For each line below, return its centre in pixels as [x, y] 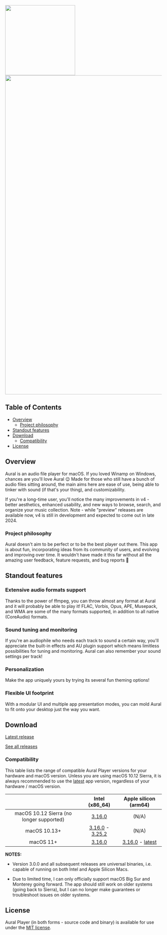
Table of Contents [34, 408]
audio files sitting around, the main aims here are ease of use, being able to [82, 484]
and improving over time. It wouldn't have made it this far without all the [79, 555]
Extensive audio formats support [45, 590]
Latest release [20, 737]
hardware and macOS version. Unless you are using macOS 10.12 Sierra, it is [83, 775]
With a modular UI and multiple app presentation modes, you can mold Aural [83, 704]
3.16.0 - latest [140, 842]
